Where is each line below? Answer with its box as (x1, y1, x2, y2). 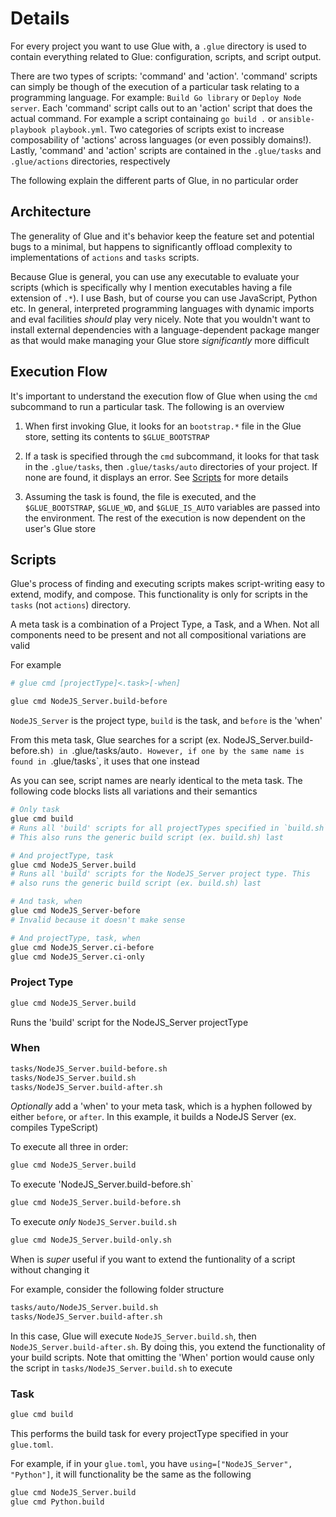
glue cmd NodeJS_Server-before (10, 906, 141, 916)
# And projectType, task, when (10, 933, 141, 943)
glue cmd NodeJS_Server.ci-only (10, 952, 145, 962)
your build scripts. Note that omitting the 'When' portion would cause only (10, 1351, 315, 1363)
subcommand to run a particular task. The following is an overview (10, 400, 285, 412)
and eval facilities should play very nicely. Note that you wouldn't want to (10, 313, 311, 325)
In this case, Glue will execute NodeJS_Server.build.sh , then (10, 1330, 257, 1342)
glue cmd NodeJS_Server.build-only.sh (10, 1235, 172, 1246)
